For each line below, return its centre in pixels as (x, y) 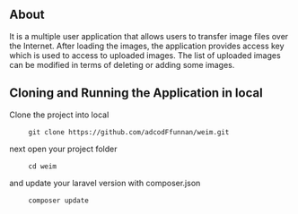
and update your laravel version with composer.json (105, 183)
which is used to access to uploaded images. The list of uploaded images (145, 55)
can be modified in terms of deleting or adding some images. (122, 64)
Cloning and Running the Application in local (136, 93)
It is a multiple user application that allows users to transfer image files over (149, 36)
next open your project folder (64, 149)
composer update (59, 201)
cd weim (42, 166)
